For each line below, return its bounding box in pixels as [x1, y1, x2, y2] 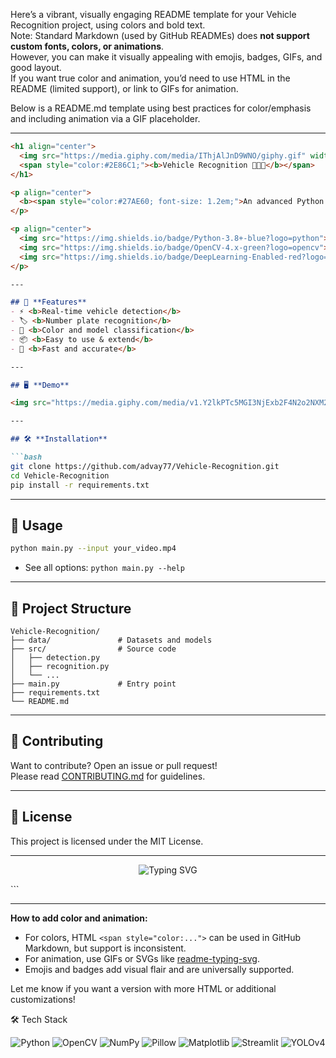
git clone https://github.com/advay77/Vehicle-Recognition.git [10, 461, 280, 471]
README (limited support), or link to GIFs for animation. [10, 83, 239, 94]
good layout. [10, 62, 62, 73]
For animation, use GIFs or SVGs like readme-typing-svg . [24, 952, 260, 964]
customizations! [10, 993, 76, 1005]
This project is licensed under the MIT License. [10, 835, 204, 847]
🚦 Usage [10, 517, 63, 534]
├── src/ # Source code [10, 644, 177, 654]
